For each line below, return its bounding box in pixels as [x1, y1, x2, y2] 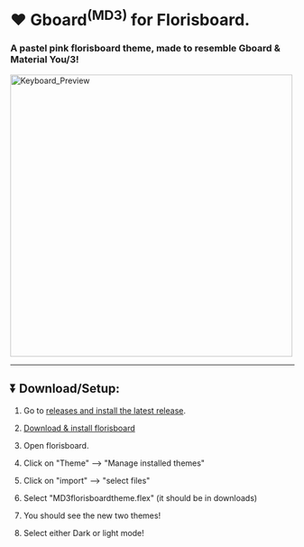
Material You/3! [10, 53, 79, 66]
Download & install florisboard [23, 422, 136, 433]
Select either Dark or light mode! [23, 527, 145, 538]
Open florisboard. [23, 440, 89, 450]
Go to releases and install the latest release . [23, 404, 186, 416]
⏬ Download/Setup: [10, 381, 120, 396]
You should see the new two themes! [23, 510, 161, 521]
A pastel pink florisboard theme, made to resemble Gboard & [10, 42, 281, 55]
